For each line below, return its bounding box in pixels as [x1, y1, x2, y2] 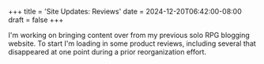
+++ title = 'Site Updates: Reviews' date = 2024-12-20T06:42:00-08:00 [8, 7, 243, 16]
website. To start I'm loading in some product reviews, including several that [8, 39, 257, 48]
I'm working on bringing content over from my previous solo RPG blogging [8, 31, 251, 40]
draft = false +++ [8, 15, 64, 24]
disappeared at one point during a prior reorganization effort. [8, 47, 207, 56]
